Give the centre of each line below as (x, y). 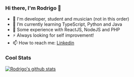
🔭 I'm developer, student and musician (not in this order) (71, 19)
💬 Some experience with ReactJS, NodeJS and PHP (66, 30)
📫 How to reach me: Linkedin (43, 43)
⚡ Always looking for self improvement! (53, 35)
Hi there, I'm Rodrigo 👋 (33, 8)
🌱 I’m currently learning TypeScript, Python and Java (67, 24)
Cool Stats (18, 58)
